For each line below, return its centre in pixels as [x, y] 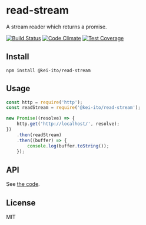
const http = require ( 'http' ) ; [44, 102]
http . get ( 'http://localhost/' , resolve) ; [68, 124]
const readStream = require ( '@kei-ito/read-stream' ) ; [74, 108]
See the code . [23, 184]
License [21, 203]
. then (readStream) [39, 135]
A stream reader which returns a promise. [57, 27]
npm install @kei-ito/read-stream [49, 70]
